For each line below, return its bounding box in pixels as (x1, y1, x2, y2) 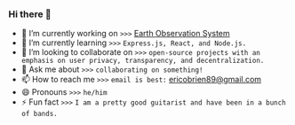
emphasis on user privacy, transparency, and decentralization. (20, 57, 265, 66)
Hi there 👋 (8, 8, 52, 20)
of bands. (20, 110, 59, 119)
